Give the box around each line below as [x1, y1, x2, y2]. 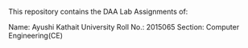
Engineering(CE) [8, 31, 63, 40]
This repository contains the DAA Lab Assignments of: [8, 7, 188, 16]
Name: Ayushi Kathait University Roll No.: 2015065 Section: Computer [8, 22, 240, 31]
